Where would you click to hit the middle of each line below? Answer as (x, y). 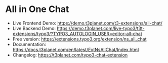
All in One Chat (37, 9)
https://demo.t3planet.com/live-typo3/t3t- (101, 28)
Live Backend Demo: (34, 28)
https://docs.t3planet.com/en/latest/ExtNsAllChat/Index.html (76, 49)
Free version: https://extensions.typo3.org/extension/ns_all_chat (79, 39)
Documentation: (29, 44)
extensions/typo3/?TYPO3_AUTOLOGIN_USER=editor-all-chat (77, 33)
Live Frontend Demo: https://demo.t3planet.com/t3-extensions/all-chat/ (88, 23)
